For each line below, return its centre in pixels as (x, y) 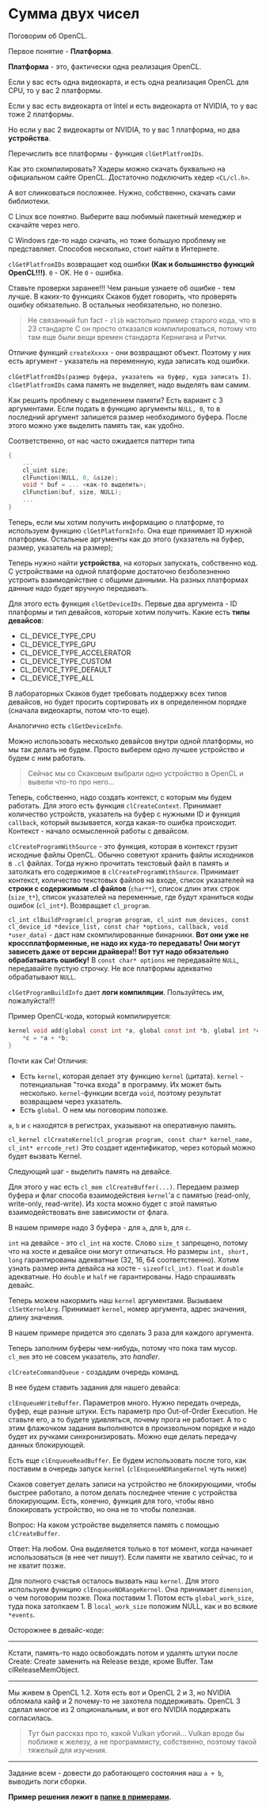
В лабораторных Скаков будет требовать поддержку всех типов (118, 693)
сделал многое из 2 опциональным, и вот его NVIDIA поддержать (120, 1709)
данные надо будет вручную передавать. (78, 588)
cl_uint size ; (46, 470)
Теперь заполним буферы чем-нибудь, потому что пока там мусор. (123, 1348)
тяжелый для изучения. (67, 1750)
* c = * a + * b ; (46, 1038)
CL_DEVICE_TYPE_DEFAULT (66, 669)
